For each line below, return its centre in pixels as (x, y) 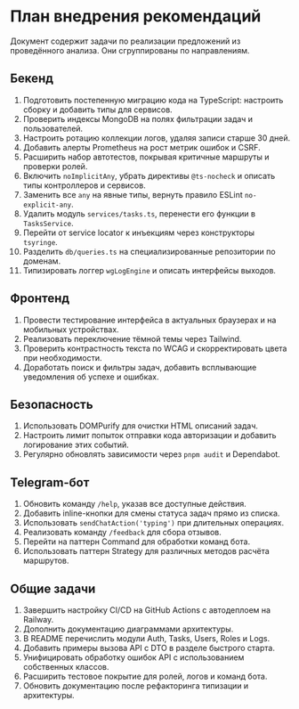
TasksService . (48, 223)
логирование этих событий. (76, 445)
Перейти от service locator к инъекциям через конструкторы (139, 232)
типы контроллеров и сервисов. (84, 185)
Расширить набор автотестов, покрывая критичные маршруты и (146, 157)
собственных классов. (66, 667)
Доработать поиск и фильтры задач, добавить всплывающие (140, 367)
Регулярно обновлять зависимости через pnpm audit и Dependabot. (152, 454)
